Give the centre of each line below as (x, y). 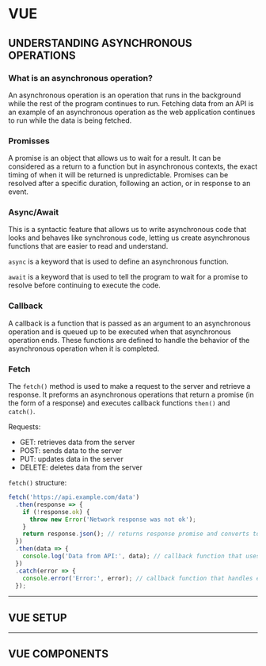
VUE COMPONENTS (59, 654)
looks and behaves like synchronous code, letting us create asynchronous (129, 238)
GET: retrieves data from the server (77, 442)
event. (19, 192)
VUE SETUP (38, 617)
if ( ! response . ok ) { (56, 512)
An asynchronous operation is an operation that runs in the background (125, 95)
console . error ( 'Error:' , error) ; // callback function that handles (138, 578)
